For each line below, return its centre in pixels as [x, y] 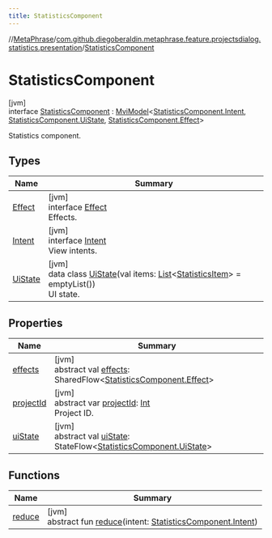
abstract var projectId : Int [102, 403]
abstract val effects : [92, 370]
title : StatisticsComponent [56, 16]
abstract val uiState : [92, 436]
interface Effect [78, 207]
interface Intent [77, 241]
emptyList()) [72, 284]
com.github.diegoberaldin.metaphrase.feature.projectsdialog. [159, 39]
